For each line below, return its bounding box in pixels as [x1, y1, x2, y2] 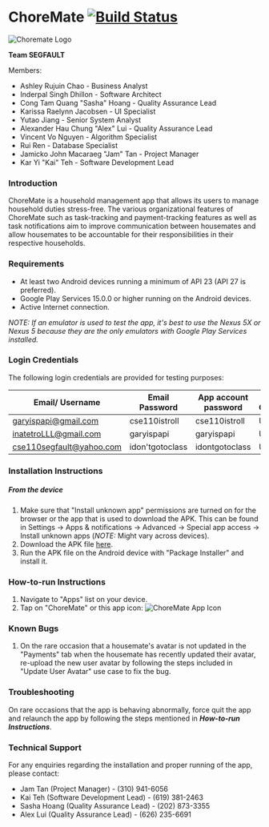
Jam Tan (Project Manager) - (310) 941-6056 [19, 784, 168, 793]
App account [198, 391, 249, 403]
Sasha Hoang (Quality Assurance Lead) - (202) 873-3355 [19, 801, 211, 810]
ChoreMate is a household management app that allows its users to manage [8, 196, 259, 206]
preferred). [19, 285, 56, 295]
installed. [8, 335, 38, 344]
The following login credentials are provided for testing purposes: [8, 372, 224, 382]
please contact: [8, 769, 60, 778]
